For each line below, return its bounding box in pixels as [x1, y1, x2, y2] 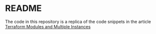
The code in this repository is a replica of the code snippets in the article [5, 19, 151, 24]
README [5, 3, 42, 14]
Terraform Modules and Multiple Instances [5, 23, 91, 29]
